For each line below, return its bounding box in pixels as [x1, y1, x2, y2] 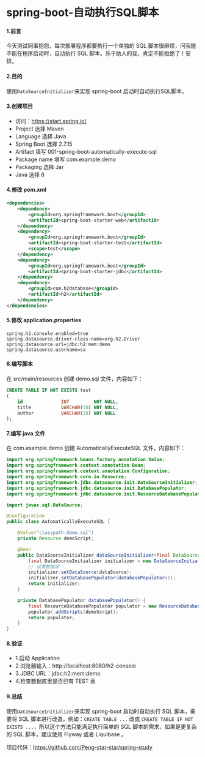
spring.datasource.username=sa [6, 347, 86, 353]
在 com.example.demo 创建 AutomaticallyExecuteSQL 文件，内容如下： [6, 445, 186, 452]
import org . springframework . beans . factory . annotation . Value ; [6, 457, 165, 463]
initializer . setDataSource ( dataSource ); [28, 569, 132, 576]
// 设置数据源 [28, 563, 60, 570]
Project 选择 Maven [15, 125, 64, 132]
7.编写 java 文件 [6, 429, 46, 437]
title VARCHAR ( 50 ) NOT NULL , [17, 404, 119, 410]
